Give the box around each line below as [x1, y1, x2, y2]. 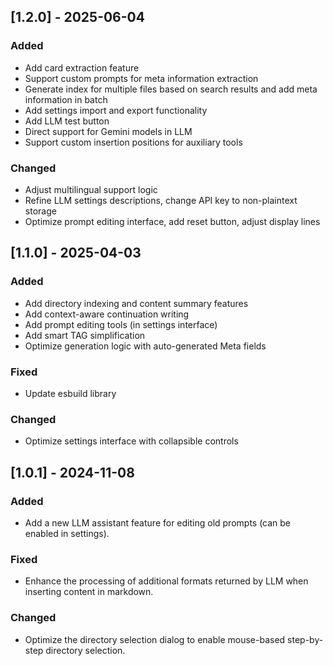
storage [24, 205, 57, 217]
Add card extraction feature [24, 61, 140, 74]
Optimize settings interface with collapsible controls [24, 435, 239, 447]
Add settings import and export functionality [24, 104, 208, 116]
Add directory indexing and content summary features [24, 297, 249, 309]
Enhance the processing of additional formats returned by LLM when [24, 575, 309, 587]
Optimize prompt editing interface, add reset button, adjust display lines [24, 215, 321, 227]
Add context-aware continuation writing [24, 308, 190, 320]
